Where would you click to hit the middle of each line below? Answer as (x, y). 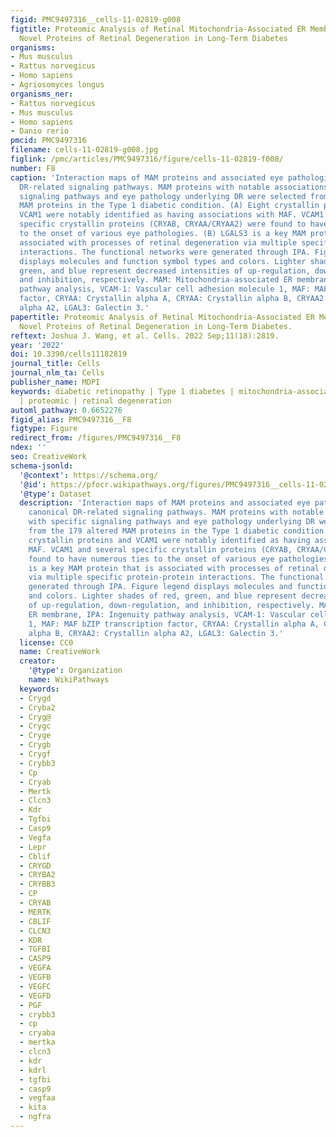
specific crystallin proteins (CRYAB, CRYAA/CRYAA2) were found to (163, 224)
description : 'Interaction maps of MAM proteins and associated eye (165, 503)
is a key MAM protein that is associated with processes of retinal (174, 568)
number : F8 (33, 168)
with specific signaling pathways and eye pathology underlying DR (171, 522)
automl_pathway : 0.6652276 (66, 410)
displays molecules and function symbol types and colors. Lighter (163, 261)
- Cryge (35, 736)
